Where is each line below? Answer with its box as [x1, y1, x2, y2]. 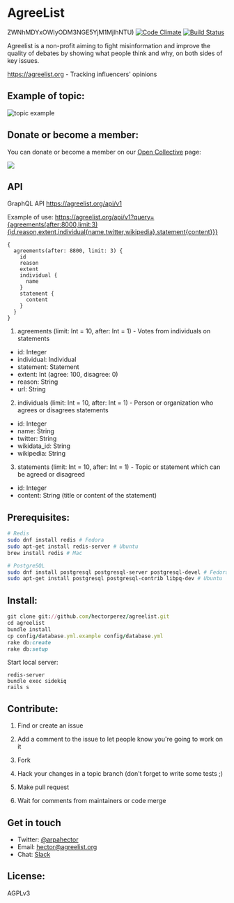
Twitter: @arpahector [17, 835, 79, 844]
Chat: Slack [17, 851, 51, 858]
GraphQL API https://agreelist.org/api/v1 [7, 199, 122, 208]
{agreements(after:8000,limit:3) [7, 220, 98, 229]
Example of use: [7, 213, 54, 222]
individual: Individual [17, 355, 77, 364]
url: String [17, 385, 47, 393]
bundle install [7, 626, 52, 633]
